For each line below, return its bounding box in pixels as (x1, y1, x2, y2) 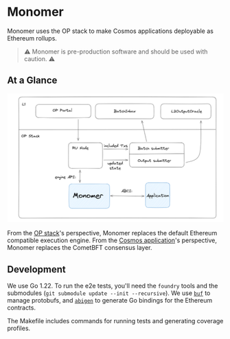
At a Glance (7, 75, 58, 86)
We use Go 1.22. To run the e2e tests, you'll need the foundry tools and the (7, 282, 218, 290)
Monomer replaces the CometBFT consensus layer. (7, 244, 152, 252)
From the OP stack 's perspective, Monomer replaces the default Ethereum (7, 229, 218, 237)
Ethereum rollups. (7, 34, 57, 42)
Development (7, 264, 67, 275)
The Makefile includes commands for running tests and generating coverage (7, 317, 224, 325)
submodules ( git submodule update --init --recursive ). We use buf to (7, 289, 211, 297)
